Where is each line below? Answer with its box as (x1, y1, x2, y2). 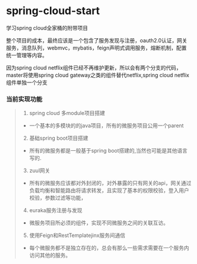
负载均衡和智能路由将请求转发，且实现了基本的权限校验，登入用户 (29, 187, 189, 194)
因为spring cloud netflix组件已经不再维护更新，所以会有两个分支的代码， (6, 64, 182, 71)
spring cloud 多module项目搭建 (29, 110, 105, 117)
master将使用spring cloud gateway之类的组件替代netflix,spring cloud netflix (6, 71, 190, 78)
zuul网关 (29, 167, 51, 174)
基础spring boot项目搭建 (29, 134, 89, 142)
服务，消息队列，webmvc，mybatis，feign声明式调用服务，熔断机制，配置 (6, 44, 187, 51)
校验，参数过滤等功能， (29, 194, 86, 202)
